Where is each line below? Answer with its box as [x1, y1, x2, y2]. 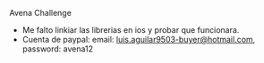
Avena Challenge [9, 8, 72, 18]
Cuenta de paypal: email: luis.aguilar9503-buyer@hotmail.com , [21, 35, 256, 44]
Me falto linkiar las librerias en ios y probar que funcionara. [21, 25, 240, 35]
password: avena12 [21, 43, 94, 54]
